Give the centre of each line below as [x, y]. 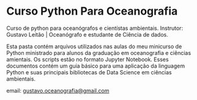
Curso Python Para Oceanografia [92, 11]
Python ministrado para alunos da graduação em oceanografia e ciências [99, 52]
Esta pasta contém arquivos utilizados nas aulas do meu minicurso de [94, 46]
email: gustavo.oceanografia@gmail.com [58, 90]
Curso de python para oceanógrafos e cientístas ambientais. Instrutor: [95, 28]
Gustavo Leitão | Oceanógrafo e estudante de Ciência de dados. [87, 34]
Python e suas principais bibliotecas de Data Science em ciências [89, 72]
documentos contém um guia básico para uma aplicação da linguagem [96, 66]
